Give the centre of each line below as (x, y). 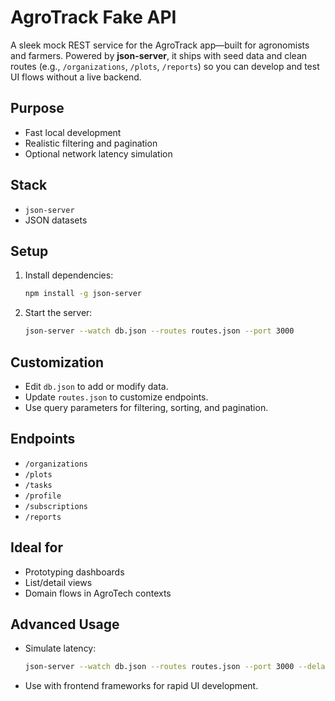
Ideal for (37, 547)
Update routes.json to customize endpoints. (116, 397)
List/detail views (58, 582)
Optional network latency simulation (98, 153)
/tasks (38, 485)
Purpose (37, 108)
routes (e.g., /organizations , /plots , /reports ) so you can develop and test (165, 66)
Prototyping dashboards (74, 572)
